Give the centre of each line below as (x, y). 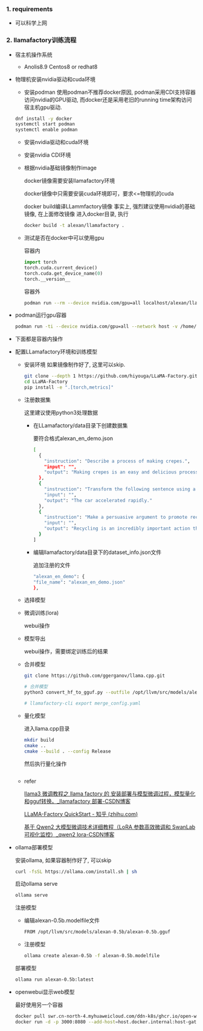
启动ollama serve (36, 884)
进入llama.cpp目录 (47, 728)
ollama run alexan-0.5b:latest (54, 980)
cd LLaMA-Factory (46, 382)
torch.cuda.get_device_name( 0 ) (63, 273)
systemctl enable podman (46, 130)
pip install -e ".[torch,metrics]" (69, 387)
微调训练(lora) (41, 613)
